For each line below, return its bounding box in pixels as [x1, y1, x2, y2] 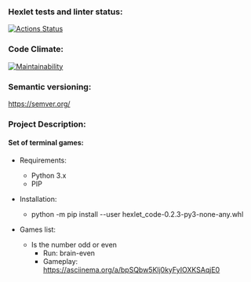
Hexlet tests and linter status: [8, 6, 123, 17]
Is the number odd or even [31, 240, 118, 250]
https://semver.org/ [8, 99, 71, 108]
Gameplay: [42, 257, 78, 266]
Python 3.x [31, 171, 67, 181]
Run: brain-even [42, 248, 96, 258]
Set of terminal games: [8, 138, 84, 148]
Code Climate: [8, 44, 64, 55]
